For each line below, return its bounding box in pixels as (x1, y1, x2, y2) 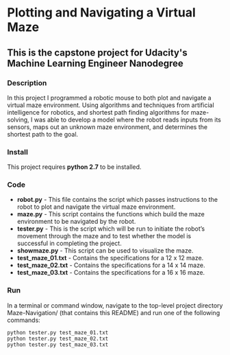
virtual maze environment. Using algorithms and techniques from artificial (7, 101, 214, 109)
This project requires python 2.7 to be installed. (7, 163, 142, 171)
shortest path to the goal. (7, 130, 79, 138)
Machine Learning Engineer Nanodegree (7, 57, 183, 69)
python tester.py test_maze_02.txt (7, 335, 109, 342)
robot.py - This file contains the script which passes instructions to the (16, 196, 218, 204)
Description (7, 78, 47, 87)
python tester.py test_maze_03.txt (7, 341, 109, 348)
